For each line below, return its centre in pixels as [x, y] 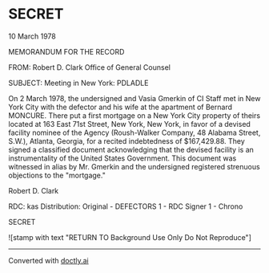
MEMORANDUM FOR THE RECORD [66, 51]
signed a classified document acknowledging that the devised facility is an [131, 149]
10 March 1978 [32, 36]
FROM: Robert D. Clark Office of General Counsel [89, 67]
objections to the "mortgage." [57, 175]
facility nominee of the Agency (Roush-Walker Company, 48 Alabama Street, [134, 132]
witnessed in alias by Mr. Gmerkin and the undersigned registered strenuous [134, 166]
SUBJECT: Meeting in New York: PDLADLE [78, 83]
